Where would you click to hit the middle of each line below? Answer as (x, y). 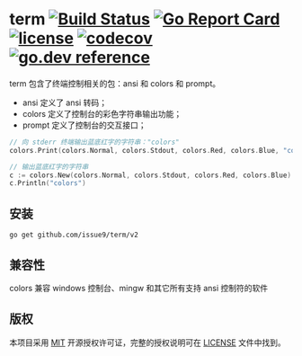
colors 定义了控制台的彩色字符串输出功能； (102, 113)
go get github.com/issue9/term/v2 (74, 235)
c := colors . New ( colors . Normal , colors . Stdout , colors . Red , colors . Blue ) (151, 175)
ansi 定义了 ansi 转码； (65, 102)
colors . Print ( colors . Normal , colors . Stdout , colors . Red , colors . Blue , (144, 150)
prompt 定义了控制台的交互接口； (84, 125)
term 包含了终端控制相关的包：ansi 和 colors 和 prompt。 (115, 83)
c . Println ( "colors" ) (48, 183)
